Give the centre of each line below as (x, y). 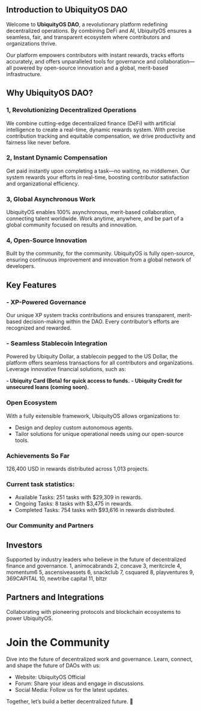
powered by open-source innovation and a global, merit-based (91, 68)
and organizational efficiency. (43, 183)
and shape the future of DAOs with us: (53, 665)
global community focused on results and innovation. (72, 225)
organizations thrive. (31, 43)
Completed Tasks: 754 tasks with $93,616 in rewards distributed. (95, 510)
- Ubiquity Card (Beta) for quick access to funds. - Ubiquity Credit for (94, 381)
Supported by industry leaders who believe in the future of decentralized (96, 559)
